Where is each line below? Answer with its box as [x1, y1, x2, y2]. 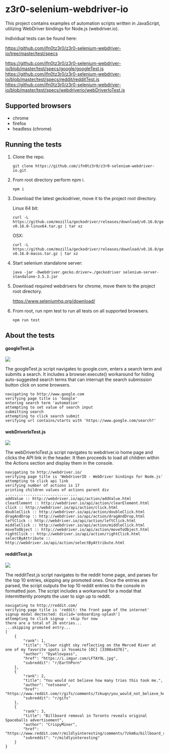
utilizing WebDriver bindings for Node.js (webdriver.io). [5, 25, 119, 31]
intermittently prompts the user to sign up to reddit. [5, 593, 111, 599]
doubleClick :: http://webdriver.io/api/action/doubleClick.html [5, 510, 145, 515]
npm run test [12, 318, 40, 323]
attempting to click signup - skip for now [5, 616, 98, 621]
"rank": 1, [23, 638, 46, 643]
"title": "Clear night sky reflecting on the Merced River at [23, 643, 156, 648]
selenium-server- [123, 270, 159, 275]
